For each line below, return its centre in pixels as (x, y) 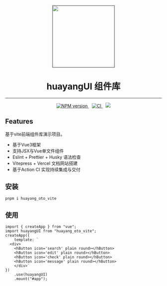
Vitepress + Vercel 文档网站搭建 (45, 163)
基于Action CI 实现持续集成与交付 (46, 169)
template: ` (26, 240)
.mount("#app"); (31, 279)
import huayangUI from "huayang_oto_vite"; (51, 231)
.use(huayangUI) (31, 275)
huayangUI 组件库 (83, 87)
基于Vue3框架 (27, 144)
